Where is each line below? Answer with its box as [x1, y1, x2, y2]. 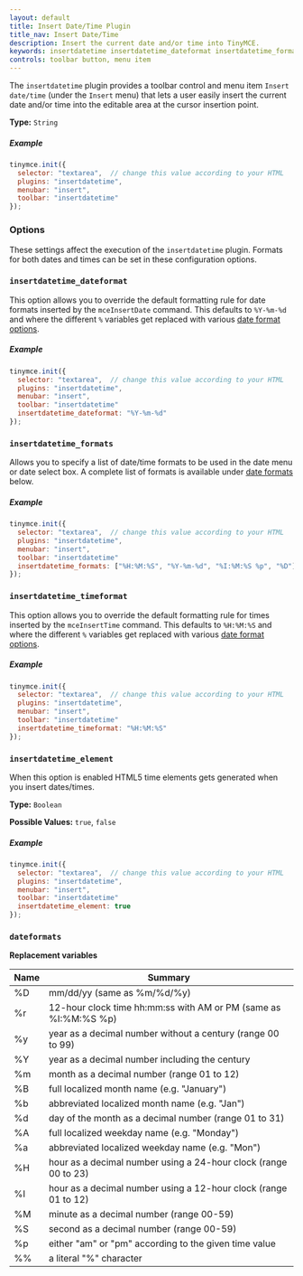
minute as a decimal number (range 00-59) [48, 1208, 234, 1221]
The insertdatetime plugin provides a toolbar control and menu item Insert [9, 80, 289, 90]
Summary [147, 971, 191, 984]
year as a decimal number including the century [48, 1054, 251, 1066]
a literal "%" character [48, 1253, 142, 1265]
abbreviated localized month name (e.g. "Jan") [48, 1097, 245, 1110]
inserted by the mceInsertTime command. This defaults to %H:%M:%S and [9, 619, 272, 630]
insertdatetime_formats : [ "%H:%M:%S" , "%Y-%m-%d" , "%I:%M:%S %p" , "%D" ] [17, 561, 297, 570]
